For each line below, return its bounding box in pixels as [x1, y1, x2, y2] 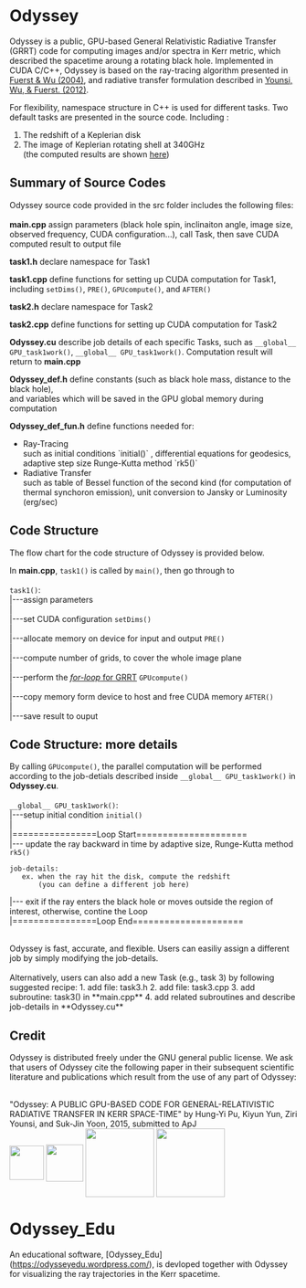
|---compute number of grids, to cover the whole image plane [9, 652, 242, 663]
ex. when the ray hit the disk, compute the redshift [21, 872, 231, 882]
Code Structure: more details [9, 736, 178, 752]
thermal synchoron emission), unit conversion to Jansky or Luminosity [22, 486, 288, 498]
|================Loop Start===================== [9, 829, 248, 840]
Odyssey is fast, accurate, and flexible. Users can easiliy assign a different [9, 943, 290, 955]
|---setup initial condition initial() [9, 809, 143, 820]
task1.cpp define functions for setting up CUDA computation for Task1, [9, 273, 277, 284]
